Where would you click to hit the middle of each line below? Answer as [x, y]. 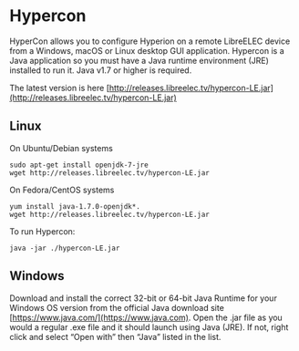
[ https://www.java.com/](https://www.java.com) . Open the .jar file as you [146, 317]
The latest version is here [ [59, 88]
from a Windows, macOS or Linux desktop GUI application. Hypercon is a [147, 50]
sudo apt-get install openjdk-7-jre [79, 165]
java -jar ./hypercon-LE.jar [65, 248]
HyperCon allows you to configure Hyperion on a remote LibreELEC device [150, 41]
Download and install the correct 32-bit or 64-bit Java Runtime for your [144, 298]
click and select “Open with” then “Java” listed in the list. [115, 336]
